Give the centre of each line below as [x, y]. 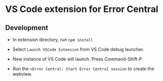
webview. [22, 74]
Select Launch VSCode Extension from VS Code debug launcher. [78, 49]
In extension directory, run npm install [53, 39]
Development [27, 28]
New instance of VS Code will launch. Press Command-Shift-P [77, 59]
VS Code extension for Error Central [82, 9]
